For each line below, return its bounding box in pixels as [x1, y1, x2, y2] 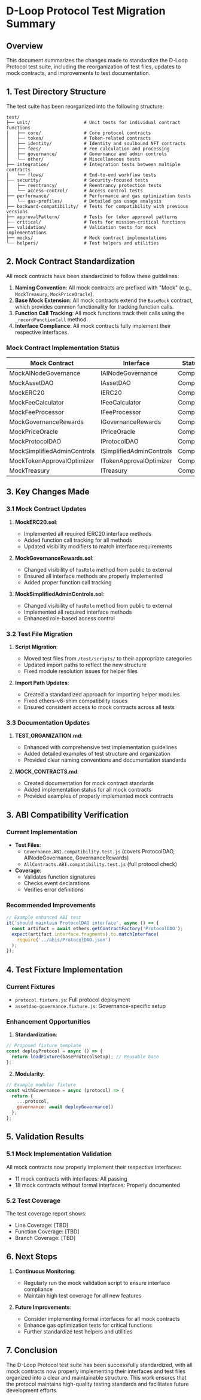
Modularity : [14, 1070, 45, 1077]
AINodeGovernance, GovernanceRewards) [23, 854, 129, 861]
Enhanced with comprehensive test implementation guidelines [23, 744, 178, 751]
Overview [6, 41, 44, 51]
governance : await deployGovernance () [17, 1104, 114, 1110]
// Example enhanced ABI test [6, 915, 82, 921]
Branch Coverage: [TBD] [14, 1234, 76, 1241]
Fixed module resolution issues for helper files [23, 667, 138, 675]
